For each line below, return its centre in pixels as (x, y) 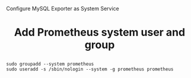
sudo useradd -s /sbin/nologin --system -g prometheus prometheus (90, 69)
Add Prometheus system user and (100, 32)
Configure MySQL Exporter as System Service (63, 9)
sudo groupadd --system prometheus (50, 64)
